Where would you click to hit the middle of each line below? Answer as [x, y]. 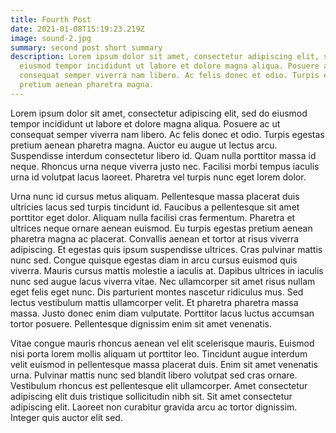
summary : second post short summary [86, 47]
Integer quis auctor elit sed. [66, 417]
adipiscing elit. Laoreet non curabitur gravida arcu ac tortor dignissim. [154, 407]
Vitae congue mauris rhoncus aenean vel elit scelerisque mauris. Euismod [162, 343]
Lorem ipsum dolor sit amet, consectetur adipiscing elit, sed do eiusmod [159, 113]
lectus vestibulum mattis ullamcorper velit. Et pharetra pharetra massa [154, 302]
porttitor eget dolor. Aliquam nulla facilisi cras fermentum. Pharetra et [153, 217]
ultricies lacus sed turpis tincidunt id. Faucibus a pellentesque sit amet [155, 207]
